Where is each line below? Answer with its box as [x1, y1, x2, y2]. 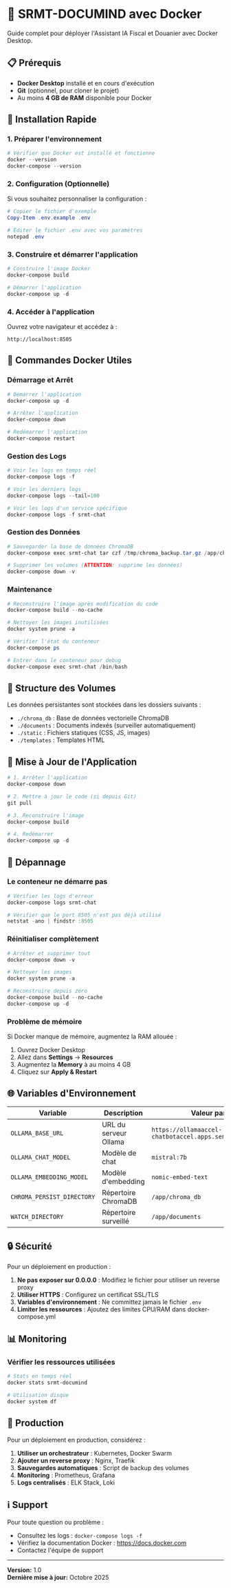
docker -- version [7, 157, 57, 163]
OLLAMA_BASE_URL [10, 1129, 64, 1137]
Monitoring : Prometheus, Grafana [16, 1471, 115, 1479]
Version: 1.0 [7, 1565, 42, 1574]
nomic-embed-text [151, 1173, 208, 1181]
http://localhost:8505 [7, 336, 72, 343]
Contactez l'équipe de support [16, 1546, 104, 1554]
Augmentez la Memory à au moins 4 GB [16, 1061, 131, 1069]
